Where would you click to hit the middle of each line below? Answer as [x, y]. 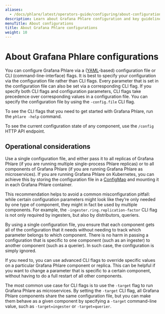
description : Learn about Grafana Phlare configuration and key [72, 19]
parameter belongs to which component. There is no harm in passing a [77, 235]
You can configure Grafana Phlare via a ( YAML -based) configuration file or [81, 70]
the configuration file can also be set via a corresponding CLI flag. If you [78, 86]
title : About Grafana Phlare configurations [51, 28]
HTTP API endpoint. [25, 131]
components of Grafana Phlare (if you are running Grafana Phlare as [74, 169]
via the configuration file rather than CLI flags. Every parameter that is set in [82, 81]
